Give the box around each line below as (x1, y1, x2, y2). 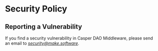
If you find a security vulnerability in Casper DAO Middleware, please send (5, 35, 153, 41)
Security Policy (5, 3, 68, 14)
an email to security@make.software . (5, 40, 80, 46)
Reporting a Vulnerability (5, 23, 82, 31)
